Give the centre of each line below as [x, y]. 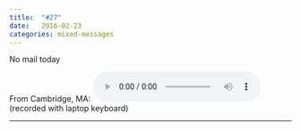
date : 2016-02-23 [46, 26]
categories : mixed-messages [62, 34]
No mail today [35, 60]
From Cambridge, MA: [50, 99]
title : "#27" [36, 17]
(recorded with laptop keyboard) [69, 109]
